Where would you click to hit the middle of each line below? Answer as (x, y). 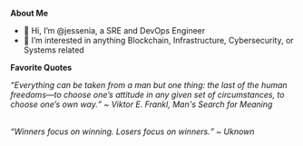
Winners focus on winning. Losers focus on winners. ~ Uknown (134, 131)
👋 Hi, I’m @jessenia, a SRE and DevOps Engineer (114, 30)
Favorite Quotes (41, 68)
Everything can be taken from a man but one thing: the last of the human (151, 85)
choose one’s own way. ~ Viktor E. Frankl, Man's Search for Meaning (142, 104)
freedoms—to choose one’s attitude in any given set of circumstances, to (147, 95)
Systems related (54, 50)
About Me (29, 13)
